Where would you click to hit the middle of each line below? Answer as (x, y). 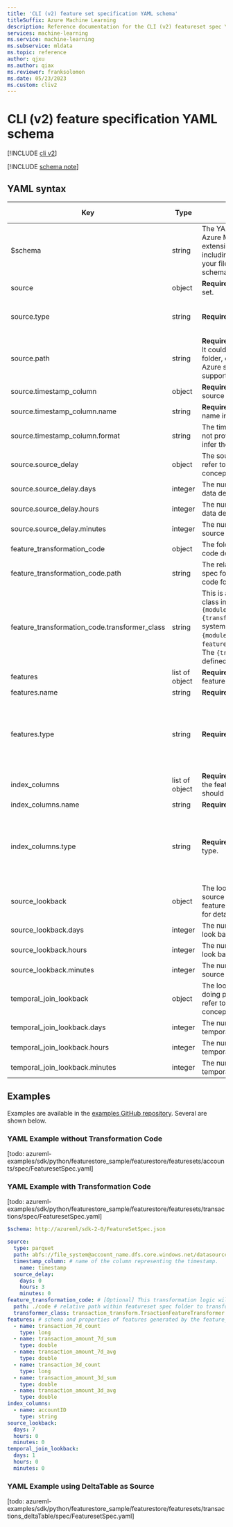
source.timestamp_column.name (63, 411)
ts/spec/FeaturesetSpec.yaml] (50, 1169)
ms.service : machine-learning (51, 40)
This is (213, 593)
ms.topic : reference (37, 53)
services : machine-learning (48, 33)
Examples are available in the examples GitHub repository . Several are (107, 1113)
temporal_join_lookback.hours (60, 1047)
